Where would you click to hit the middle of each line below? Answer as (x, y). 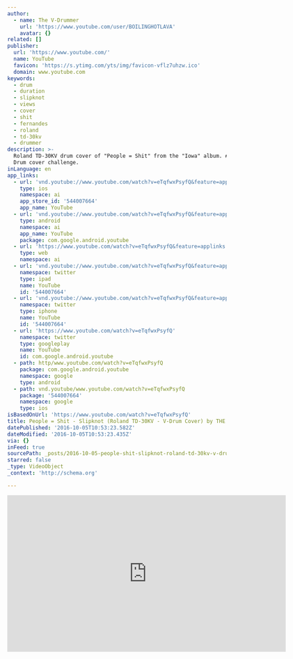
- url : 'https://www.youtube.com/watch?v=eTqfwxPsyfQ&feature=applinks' (121, 247)
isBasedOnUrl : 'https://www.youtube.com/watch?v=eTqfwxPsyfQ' (99, 415)
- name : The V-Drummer (46, 20)
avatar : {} (35, 33)
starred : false (29, 460)
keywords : (22, 78)
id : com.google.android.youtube (66, 357)
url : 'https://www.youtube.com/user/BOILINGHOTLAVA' (98, 26)
